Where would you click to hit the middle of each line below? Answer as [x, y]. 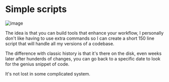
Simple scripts [36, 9]
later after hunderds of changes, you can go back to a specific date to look [83, 58]
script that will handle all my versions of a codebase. [60, 43]
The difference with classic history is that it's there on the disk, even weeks [83, 53]
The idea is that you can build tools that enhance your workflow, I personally [84, 33]
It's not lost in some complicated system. [48, 73]
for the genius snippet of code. [37, 64]
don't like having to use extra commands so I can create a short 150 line [80, 38]
